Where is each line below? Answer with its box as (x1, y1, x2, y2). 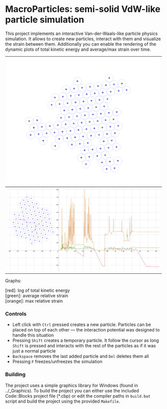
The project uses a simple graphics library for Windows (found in (5, 382, 138, 388)
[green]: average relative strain (5, 292, 69, 299)
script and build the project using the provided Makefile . (5, 398, 120, 404)
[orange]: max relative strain (5, 298, 63, 304)
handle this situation (12, 332, 54, 338)
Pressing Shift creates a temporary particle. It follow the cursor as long (12, 337, 159, 343)
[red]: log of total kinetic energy (5, 287, 70, 293)
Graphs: (5, 277, 21, 284)
